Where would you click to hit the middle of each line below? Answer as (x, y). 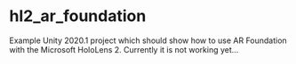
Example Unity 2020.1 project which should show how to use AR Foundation (148, 40)
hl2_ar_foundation (78, 16)
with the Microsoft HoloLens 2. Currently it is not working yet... (124, 49)
